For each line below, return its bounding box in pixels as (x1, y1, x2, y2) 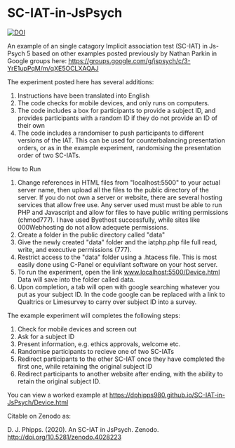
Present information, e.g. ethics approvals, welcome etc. (17, 339, 181, 348)
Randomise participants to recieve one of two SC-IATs (17, 347, 174, 355)
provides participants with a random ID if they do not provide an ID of (17, 114, 217, 122)
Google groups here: (7, 56, 67, 65)
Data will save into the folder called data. (17, 275, 135, 284)
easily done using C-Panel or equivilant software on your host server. (17, 260, 218, 268)
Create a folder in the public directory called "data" (17, 230, 166, 239)
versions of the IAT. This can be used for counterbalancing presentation (17, 136, 226, 145)
